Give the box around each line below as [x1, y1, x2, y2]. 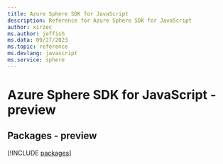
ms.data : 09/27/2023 [7, 37, 69, 44]
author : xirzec [7, 23, 53, 30]
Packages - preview [7, 130, 97, 142]
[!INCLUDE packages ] [7, 148, 72, 157]
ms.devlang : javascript [7, 50, 78, 57]
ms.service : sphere [7, 57, 65, 64]
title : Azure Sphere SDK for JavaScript [7, 10, 129, 18]
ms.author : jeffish [7, 30, 65, 37]
